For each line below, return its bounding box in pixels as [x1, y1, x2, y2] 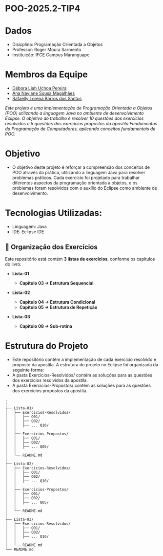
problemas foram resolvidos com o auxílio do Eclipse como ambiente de [12, 185, 158, 191]
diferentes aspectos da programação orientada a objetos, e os [12, 180, 138, 186]
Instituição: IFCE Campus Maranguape [12, 52, 90, 58]
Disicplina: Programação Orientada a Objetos [12, 42, 103, 47]
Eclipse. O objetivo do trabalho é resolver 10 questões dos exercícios [5, 115, 144, 121]
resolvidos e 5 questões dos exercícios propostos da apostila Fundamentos [5, 121, 158, 127]
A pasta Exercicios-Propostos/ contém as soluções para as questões [12, 382, 151, 388]
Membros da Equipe [5, 69, 88, 80]
